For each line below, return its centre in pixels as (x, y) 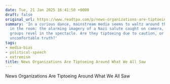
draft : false (19, 15)
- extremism (18, 57)
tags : (11, 43)
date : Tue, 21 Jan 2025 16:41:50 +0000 (47, 10)
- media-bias (19, 48)
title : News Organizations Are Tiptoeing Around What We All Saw (75, 62)
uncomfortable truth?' (34, 38)
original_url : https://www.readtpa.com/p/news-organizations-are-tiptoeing (87, 19)
